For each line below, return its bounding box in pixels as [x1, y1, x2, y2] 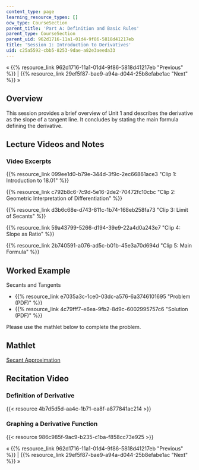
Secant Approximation [6, 356, 61, 364]
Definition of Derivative [6, 391, 75, 400]
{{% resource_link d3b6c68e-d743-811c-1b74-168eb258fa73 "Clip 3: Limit [6, 206, 188, 214]
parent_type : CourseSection [6, 31, 76, 37]
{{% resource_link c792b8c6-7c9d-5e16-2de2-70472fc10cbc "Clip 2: [6, 189, 176, 196]
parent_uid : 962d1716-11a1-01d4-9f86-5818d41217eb [6, 36, 134, 42]
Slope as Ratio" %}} [6, 230, 55, 238]
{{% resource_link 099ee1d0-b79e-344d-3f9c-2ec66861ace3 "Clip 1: [6, 171, 177, 178]
